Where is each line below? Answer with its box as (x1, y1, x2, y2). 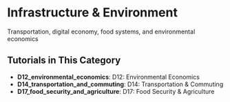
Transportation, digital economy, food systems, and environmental (7, 27, 196, 36)
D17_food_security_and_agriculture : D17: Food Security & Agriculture (17, 87, 215, 95)
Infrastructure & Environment (7, 5, 178, 21)
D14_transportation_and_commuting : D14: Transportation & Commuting (17, 80, 224, 88)
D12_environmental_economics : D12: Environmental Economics (17, 73, 200, 81)
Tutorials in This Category (7, 55, 121, 66)
